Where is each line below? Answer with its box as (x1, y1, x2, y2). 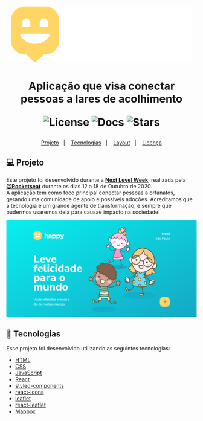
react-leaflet (14, 401, 47, 408)
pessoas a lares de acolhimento (20, 92, 183, 106)
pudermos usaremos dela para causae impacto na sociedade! (6, 208, 160, 216)
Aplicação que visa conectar (28, 79, 175, 93)
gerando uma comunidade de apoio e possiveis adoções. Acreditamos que (6, 196, 193, 203)
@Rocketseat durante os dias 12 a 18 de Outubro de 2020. (6, 183, 153, 190)
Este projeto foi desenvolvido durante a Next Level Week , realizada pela (6, 176, 186, 184)
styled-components (14, 382, 65, 389)
